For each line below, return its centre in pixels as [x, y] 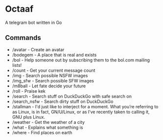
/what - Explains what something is [47, 127]
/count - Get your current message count [54, 70]
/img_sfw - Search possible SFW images [53, 80]
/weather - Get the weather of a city [48, 122]
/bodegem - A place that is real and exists [54, 55]
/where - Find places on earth [42, 132]
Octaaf [19, 9]
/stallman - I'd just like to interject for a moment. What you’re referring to [85, 106]
